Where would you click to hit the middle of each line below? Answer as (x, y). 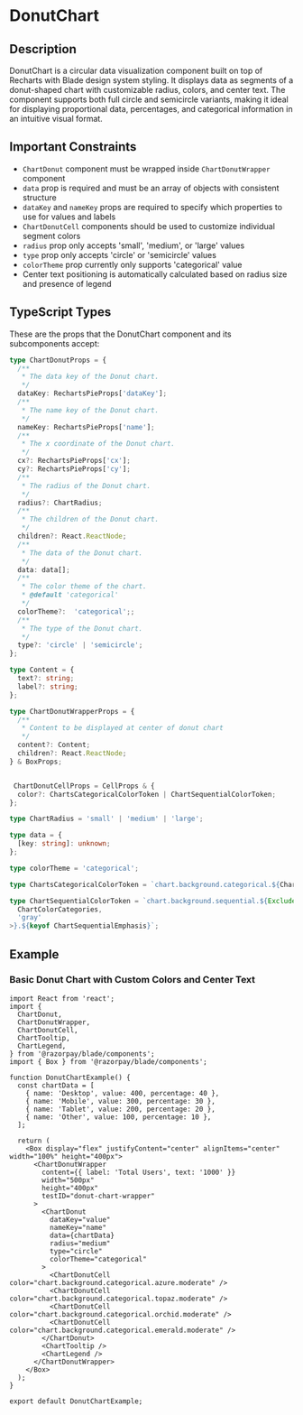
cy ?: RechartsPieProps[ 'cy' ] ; (74, 469)
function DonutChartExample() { (70, 1077)
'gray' (30, 918)
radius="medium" (80, 1243)
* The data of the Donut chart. (82, 553)
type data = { (36, 836)
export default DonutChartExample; (76, 1401)
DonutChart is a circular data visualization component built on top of (136, 70)
